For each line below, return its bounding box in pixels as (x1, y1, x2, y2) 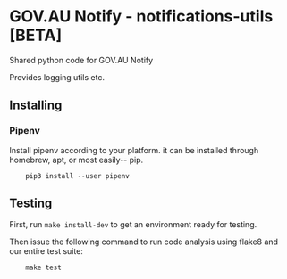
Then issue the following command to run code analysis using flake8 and (9, 236, 279, 247)
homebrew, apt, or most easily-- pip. (9, 154, 144, 165)
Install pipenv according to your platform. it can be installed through (9, 144, 259, 155)
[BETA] (9, 25, 63, 45)
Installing (9, 98, 63, 113)
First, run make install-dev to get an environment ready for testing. (9, 219, 257, 230)
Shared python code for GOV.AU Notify (9, 54, 154, 65)
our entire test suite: (9, 246, 83, 257)
